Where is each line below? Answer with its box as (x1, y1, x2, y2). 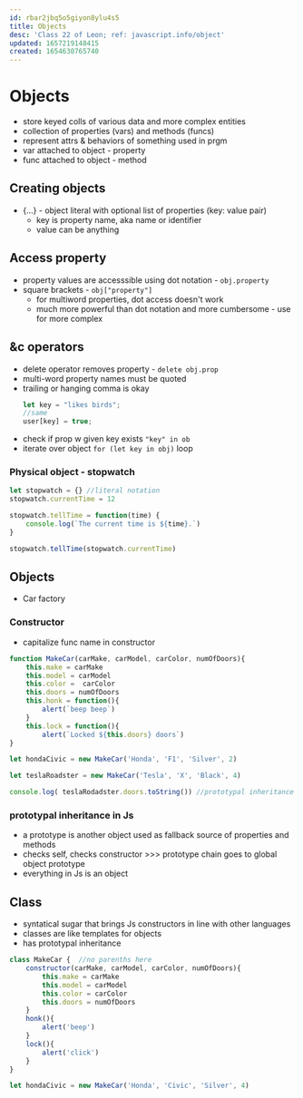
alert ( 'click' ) (42, 1048, 100, 1057)
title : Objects (9, 22, 67, 31)
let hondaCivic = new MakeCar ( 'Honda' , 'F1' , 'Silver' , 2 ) (9, 754, 238, 764)
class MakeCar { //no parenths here (9, 956, 152, 965)
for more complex (35, 313, 103, 324)
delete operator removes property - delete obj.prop (22, 364, 220, 374)
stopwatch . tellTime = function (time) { (9, 511, 161, 520)
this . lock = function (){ (25, 722, 120, 731)
